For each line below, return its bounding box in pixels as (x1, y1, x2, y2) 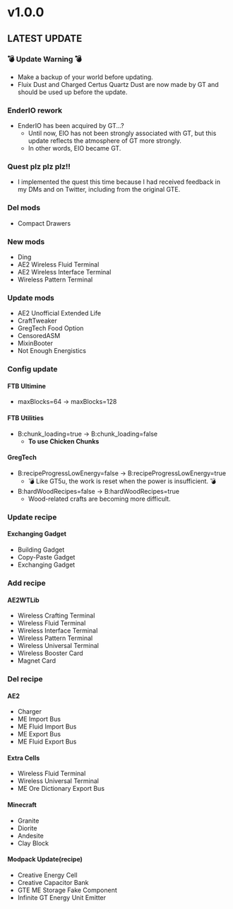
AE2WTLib (7, 596, 40, 604)
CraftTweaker (17, 316, 58, 325)
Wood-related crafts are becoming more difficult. (28, 494, 171, 503)
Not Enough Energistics (17, 347, 87, 355)
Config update (7, 364, 58, 374)
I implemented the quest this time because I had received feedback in (17, 178, 221, 186)
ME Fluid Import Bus (17, 722, 77, 731)
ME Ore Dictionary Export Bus (17, 784, 104, 793)
